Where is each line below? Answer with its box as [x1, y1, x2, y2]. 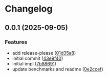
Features [5, 38, 28, 46]
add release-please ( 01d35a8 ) [12, 50, 76, 56]
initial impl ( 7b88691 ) [12, 60, 57, 66]
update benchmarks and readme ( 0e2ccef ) [12, 66, 103, 72]
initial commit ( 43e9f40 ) [12, 55, 63, 61]
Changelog [5, 3, 53, 15]
